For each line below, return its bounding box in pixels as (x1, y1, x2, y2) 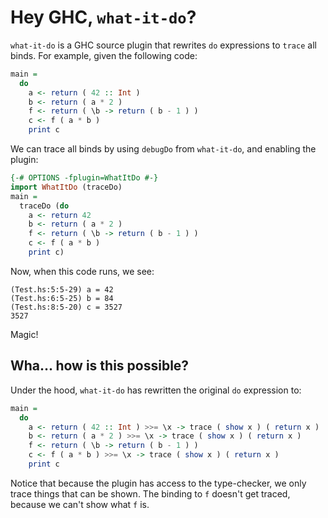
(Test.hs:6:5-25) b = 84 (10, 293, 114, 303)
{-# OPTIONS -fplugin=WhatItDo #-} (10, 173, 159, 183)
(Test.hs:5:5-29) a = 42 (10, 284, 114, 295)
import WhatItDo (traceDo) (10, 182, 123, 192)
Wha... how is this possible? (10, 357, 190, 375)
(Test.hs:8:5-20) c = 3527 (10, 302, 123, 312)
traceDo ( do (19, 201, 70, 211)
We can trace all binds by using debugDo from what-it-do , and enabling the (10, 143, 317, 155)
